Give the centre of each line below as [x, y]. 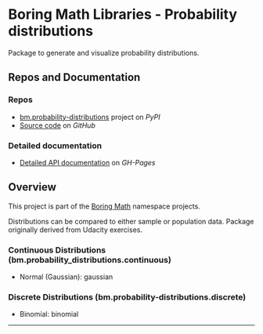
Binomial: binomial [49, 314]
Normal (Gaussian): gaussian [66, 277]
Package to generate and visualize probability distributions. [104, 53]
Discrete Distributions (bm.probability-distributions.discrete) [127, 297]
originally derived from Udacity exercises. [76, 230]
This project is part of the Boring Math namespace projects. [104, 206]
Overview [32, 187]
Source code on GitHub [57, 125]
